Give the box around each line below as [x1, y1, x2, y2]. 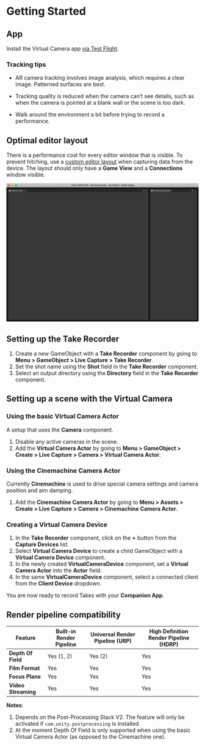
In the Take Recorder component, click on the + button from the [15, 535, 177, 542]
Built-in [56, 627, 76, 635]
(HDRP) [159, 641, 179, 648]
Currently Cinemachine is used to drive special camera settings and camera [6, 480, 198, 487]
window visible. [6, 171, 46, 178]
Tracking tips [6, 60, 46, 69]
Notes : [6, 702, 24, 709]
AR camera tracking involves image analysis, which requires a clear [15, 74, 185, 82]
